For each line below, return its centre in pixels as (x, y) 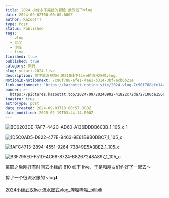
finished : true (21, 57)
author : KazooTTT (23, 19)
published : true (22, 61)
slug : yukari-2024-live (30, 71)
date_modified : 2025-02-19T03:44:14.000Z (49, 113)
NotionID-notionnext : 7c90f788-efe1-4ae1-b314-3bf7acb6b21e (70, 80)
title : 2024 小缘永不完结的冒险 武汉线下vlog (49, 10)
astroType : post (22, 104)
